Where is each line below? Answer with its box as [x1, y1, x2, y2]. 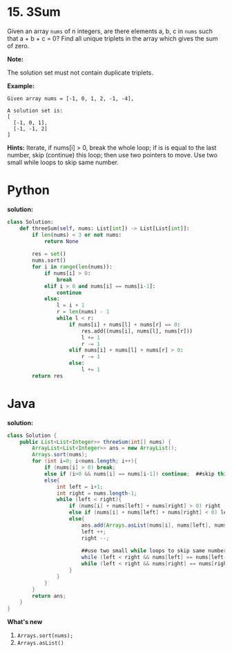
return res [32, 372, 64, 380]
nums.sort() [32, 257, 67, 264]
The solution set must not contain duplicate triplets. [7, 68, 154, 77]
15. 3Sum [7, 4, 61, 20]
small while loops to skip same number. [7, 158, 119, 166]
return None [43, 237, 79, 245]
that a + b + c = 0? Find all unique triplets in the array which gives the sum [7, 34, 219, 42]
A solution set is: [7, 107, 64, 114]
